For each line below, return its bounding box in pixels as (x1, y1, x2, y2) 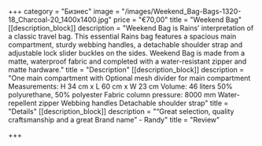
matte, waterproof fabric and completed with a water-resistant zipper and (8, 57, 247, 66)
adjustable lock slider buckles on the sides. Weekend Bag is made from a (8, 49, 245, 57)
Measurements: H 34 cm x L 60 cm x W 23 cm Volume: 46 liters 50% (8, 82, 234, 91)
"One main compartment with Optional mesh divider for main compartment (8, 74, 251, 82)
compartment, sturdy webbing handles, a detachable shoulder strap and (8, 40, 243, 49)
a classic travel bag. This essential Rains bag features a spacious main (8, 31, 237, 41)
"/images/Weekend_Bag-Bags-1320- (121, 7, 242, 16)
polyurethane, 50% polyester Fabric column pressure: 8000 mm (8, 90, 216, 99)
